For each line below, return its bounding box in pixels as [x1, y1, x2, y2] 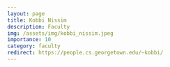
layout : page [7, 10, 45, 17]
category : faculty [7, 43, 61, 50]
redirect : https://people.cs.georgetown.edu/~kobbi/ [7, 50, 164, 57]
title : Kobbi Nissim [7, 17, 68, 24]
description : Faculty [7, 23, 70, 30]
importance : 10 [7, 36, 52, 43]
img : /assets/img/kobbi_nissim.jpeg [7, 29, 114, 37]
